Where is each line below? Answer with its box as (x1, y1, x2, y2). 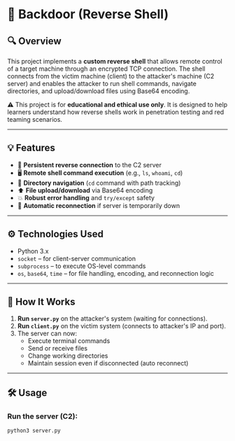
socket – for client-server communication (17, 254, 136, 262)
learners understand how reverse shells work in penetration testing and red (7, 108, 225, 116)
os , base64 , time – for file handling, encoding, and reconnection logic (17, 269, 215, 277)
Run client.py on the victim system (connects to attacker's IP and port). (17, 322, 226, 330)
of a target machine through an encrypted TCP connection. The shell (7, 64, 206, 73)
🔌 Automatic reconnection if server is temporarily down (17, 201, 180, 209)
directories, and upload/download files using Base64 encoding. (7, 87, 190, 95)
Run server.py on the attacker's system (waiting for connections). (17, 314, 208, 323)
